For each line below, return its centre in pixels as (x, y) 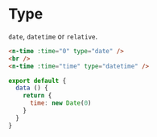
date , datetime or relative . (53, 36)
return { (37, 96)
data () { (32, 88)
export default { (37, 81)
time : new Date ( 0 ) (60, 103)
